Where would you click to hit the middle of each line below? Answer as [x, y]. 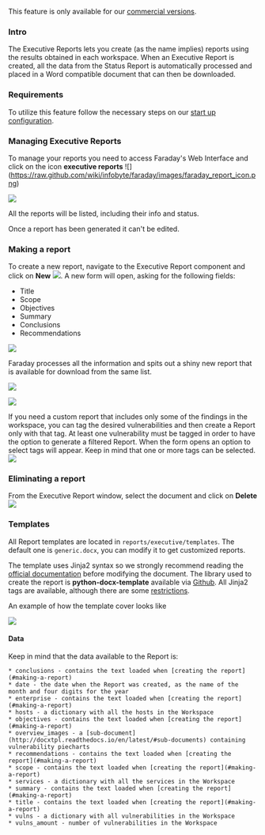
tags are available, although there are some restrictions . [99, 590]
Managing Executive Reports [65, 141]
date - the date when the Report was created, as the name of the [127, 684]
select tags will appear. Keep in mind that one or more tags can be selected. [132, 451]
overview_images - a [49, 733]
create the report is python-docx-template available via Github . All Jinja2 [128, 582]
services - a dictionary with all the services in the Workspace [125, 781]
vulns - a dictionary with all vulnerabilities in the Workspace [125, 816]
